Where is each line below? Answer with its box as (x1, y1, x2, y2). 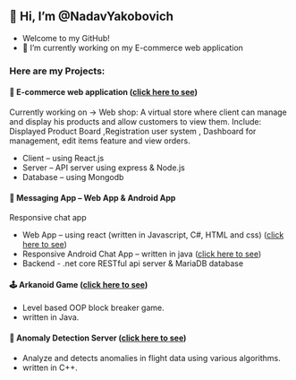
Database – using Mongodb (21, 171, 124, 182)
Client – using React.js (21, 152, 105, 163)
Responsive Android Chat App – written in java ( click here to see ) (21, 248, 262, 260)
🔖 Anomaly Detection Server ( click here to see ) (9, 332, 187, 343)
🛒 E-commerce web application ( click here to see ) (9, 87, 199, 98)
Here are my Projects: (9, 65, 106, 77)
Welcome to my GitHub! (21, 32, 110, 43)
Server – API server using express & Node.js (21, 162, 185, 173)
